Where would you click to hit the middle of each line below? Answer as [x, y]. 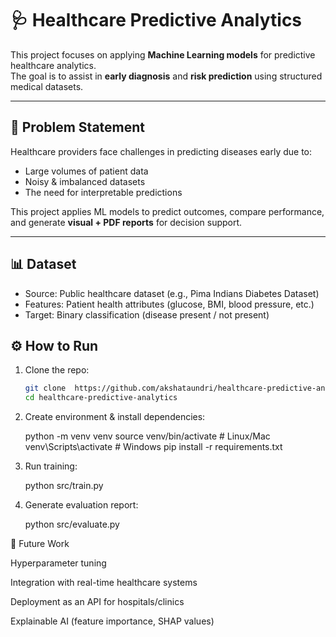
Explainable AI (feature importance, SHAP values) [112, 621]
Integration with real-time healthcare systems [104, 583]
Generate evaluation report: [81, 505]
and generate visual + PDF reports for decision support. [126, 222]
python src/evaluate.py [72, 524]
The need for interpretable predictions [103, 192]
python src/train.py [64, 486]
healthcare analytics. [53, 65]
